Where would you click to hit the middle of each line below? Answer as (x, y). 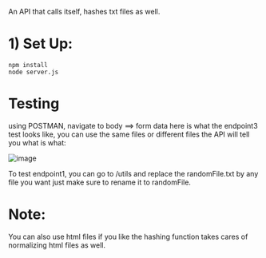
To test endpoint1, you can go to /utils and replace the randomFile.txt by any (133, 173)
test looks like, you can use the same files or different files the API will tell (129, 134)
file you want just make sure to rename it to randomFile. (100, 182)
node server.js (34, 72)
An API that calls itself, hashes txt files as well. (84, 12)
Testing (34, 104)
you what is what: (37, 142)
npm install (28, 65)
